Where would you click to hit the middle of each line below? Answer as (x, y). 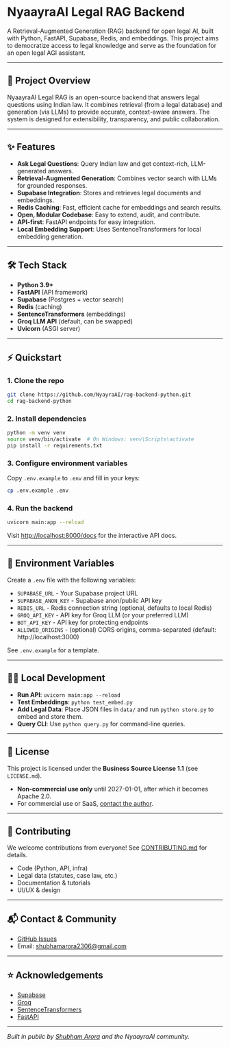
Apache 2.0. (34, 796)
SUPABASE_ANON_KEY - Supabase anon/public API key (89, 600)
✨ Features (31, 147)
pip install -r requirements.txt (55, 445)
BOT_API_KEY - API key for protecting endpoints (82, 622)
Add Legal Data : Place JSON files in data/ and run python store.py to (115, 709)
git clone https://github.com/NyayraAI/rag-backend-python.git (99, 395)
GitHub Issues (37, 939)
